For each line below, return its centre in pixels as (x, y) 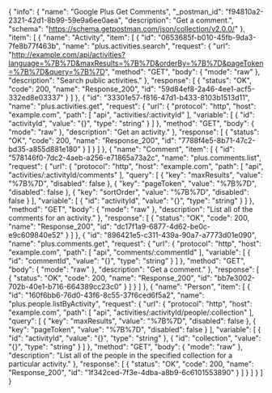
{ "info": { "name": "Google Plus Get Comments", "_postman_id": (116, 12)
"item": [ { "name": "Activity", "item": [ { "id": (82, 37)
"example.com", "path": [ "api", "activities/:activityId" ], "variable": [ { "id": (132, 115)
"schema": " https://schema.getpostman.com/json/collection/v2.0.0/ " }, (127, 29)
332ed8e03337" (36, 97)
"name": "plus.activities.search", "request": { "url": (146, 46)
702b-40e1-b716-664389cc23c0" (66, 287)
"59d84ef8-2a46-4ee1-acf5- (206, 89)
